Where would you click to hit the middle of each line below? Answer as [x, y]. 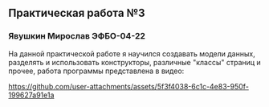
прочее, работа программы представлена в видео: [96, 71]
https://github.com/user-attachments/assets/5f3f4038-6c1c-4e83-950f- [128, 86]
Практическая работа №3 [77, 13]
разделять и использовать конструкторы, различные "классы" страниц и [134, 62]
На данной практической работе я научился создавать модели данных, [132, 53]
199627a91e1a [31, 95]
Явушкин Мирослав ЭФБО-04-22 [77, 36]
